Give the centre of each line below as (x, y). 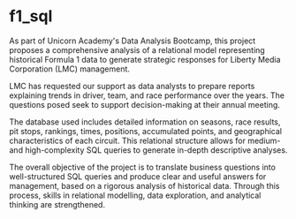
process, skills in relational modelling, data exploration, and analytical (135, 195)
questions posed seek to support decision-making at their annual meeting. (145, 104)
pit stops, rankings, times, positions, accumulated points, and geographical (146, 131)
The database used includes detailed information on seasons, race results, (145, 122)
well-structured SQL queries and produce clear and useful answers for (138, 176)
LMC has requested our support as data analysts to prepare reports (132, 86)
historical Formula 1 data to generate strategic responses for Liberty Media (145, 59)
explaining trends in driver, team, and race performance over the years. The (147, 95)
